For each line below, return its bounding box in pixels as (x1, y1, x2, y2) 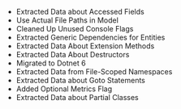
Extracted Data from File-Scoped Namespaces (15, 67, 173, 76)
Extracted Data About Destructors (15, 50, 130, 59)
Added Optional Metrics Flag (15, 84, 112, 94)
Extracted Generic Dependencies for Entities (15, 32, 166, 42)
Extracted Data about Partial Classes (15, 93, 140, 102)
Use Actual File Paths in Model (15, 15, 119, 25)
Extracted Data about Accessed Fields (15, 7, 144, 16)
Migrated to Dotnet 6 (15, 58, 87, 68)
